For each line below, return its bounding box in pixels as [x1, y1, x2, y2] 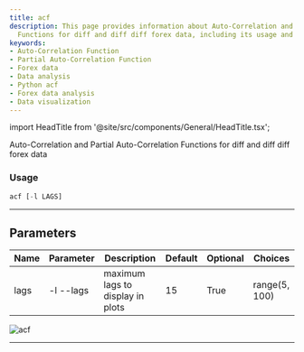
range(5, [252, 279, 290, 292]
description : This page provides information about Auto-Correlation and [9, 22, 294, 31]
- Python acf [9, 80, 59, 89]
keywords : [9, 38, 47, 48]
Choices [252, 252, 290, 264]
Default [165, 252, 198, 264]
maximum [103, 267, 146, 280]
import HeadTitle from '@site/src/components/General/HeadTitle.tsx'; [9, 122, 271, 133]
